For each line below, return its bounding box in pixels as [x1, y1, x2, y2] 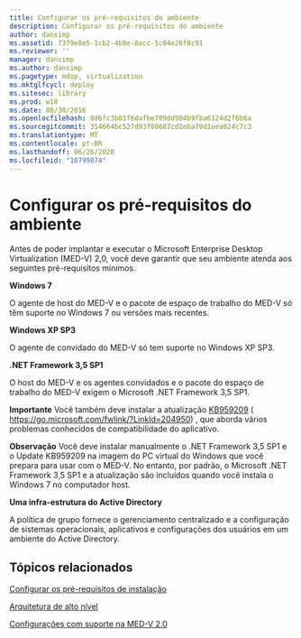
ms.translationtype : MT [9, 131, 99, 140]
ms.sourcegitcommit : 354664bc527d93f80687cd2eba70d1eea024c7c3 [9, 123, 252, 132]
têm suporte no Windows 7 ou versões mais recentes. [9, 308, 210, 319]
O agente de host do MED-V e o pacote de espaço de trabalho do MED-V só [9, 298, 293, 309]
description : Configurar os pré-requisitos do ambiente [9, 22, 223, 31]
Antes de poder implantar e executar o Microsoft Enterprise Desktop [9, 244, 263, 254]
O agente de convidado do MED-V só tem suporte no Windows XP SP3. [9, 342, 275, 353]
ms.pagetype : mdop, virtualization [9, 72, 143, 81]
